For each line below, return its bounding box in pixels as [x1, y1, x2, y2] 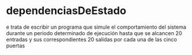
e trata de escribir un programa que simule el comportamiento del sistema [6, 23, 187, 30]
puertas [6, 42, 25, 49]
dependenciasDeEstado [6, 4, 126, 18]
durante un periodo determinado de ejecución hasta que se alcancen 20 [6, 29, 182, 36]
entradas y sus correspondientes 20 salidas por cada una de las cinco [6, 36, 177, 43]
